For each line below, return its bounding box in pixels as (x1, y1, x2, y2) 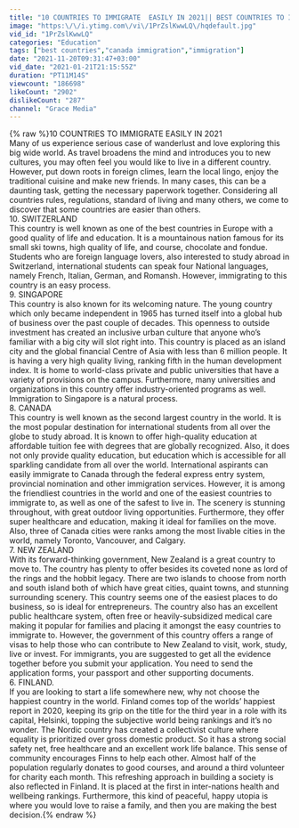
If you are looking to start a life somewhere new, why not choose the (9, 686, 260, 697)
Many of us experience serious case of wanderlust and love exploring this (9, 138, 280, 149)
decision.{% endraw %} (9, 809, 97, 820)
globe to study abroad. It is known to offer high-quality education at (9, 431, 257, 442)
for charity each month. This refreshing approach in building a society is (9, 772, 274, 783)
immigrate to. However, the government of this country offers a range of (9, 629, 274, 641)
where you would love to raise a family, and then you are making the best (9, 800, 278, 811)
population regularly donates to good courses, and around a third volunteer (9, 762, 285, 773)
